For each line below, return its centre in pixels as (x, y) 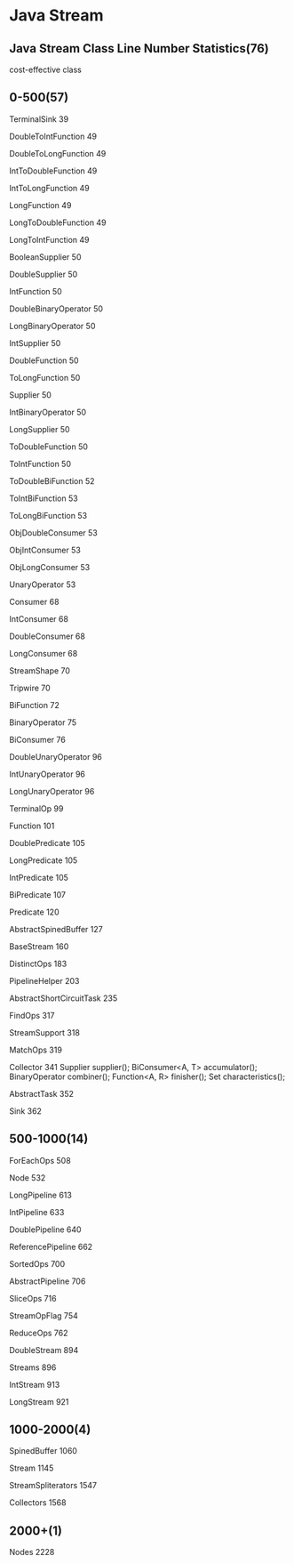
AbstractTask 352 (41, 1093)
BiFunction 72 (34, 705)
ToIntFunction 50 (40, 464)
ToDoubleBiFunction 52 (52, 480)
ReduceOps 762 (39, 1333)
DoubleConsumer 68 (48, 636)
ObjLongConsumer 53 (50, 567)
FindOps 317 (32, 1015)
